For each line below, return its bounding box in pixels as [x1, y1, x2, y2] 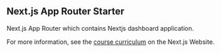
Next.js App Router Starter [6, 6, 125, 17]
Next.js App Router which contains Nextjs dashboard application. [6, 24, 194, 32]
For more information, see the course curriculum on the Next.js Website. [6, 38, 215, 46]
